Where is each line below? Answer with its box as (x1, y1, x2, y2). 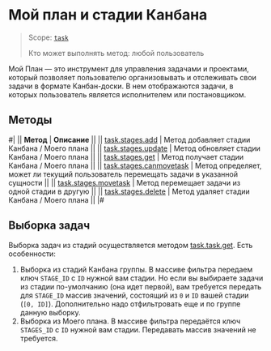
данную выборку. (19, 307, 81, 317)
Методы (8, 113, 53, 127)
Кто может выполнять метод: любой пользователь (28, 48, 205, 58)
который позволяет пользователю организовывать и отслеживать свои (8, 72, 257, 82)
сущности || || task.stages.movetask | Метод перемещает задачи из (8, 178, 241, 187)
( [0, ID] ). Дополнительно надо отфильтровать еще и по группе (19, 298, 241, 309)
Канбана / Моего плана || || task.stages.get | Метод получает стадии (8, 152, 244, 161)
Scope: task (28, 32, 69, 42)
